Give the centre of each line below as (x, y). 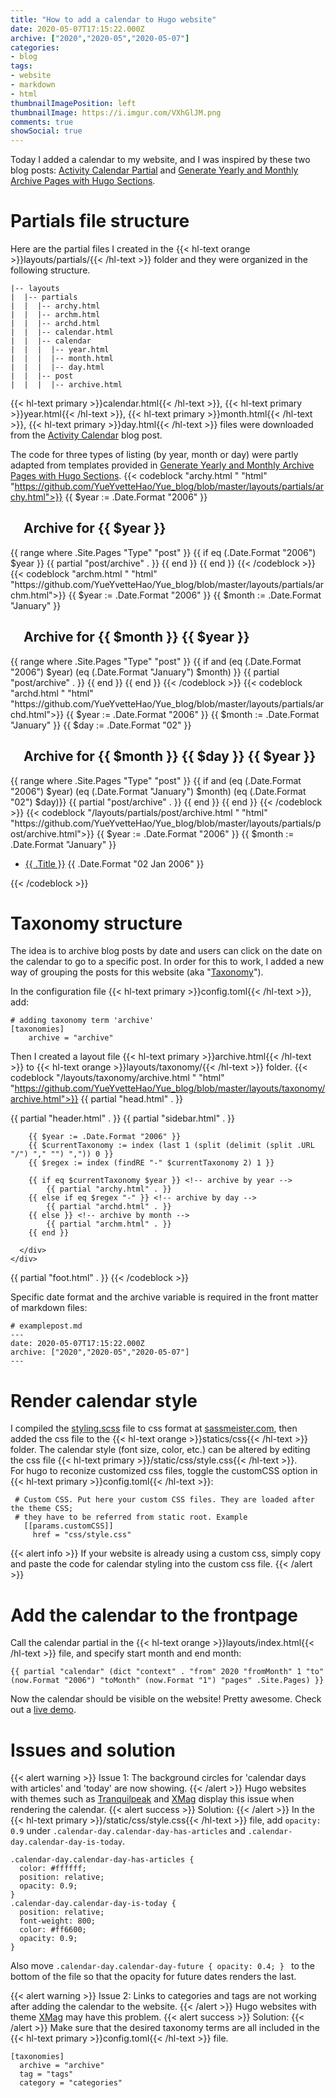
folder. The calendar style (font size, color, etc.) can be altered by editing (160, 1450)
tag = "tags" (46, 2074)
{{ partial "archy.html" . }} (109, 1189)
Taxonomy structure (96, 923)
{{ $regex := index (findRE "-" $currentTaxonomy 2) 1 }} (151, 1163)
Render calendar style (104, 1400)
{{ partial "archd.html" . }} (109, 1207)
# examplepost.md (46, 1326)
